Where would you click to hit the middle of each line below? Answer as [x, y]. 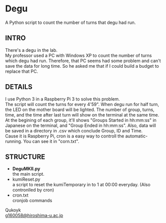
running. [14, 141]
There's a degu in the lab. [31, 50]
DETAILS [19, 87]
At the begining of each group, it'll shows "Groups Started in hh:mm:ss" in [81, 120]
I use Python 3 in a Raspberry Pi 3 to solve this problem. [63, 99]
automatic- [136, 136]
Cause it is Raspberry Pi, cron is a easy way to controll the [65, 136]
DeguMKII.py [26, 169]
